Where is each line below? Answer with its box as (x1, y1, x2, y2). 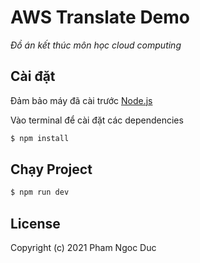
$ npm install (10, 133, 70, 143)
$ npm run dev (10, 187, 70, 198)
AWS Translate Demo (10, 6, 190, 29)
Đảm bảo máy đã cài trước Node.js (10, 94, 153, 106)
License (10, 215, 61, 232)
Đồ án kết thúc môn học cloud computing (10, 39, 182, 51)
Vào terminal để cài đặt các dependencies (10, 114, 184, 126)
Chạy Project (10, 161, 93, 178)
